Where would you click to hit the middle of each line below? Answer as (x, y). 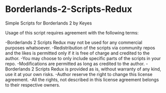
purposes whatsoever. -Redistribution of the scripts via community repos (80, 47)
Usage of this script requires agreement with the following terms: (72, 32)
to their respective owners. (33, 85)
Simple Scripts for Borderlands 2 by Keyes (49, 23)
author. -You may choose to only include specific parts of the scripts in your (83, 58)
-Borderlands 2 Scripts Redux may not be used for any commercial (74, 42)
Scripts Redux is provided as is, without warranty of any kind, (98, 69)
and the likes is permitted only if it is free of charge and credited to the (78, 53)
